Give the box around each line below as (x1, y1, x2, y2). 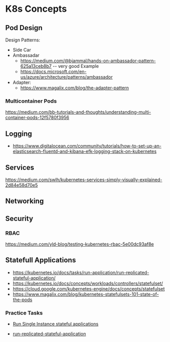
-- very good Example (53, 63, 99, 69)
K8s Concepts (5, 3, 67, 15)
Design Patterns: (5, 37, 41, 43)
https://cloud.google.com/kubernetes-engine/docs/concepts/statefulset (12, 285, 165, 291)
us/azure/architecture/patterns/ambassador (20, 74, 113, 80)
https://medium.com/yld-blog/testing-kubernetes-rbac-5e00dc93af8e (5, 241, 154, 247)
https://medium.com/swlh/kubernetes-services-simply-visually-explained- (5, 177, 162, 183)
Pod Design (5, 23, 42, 32)
